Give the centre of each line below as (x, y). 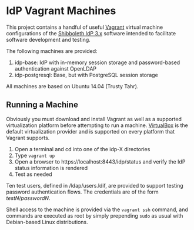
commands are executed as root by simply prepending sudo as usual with (95, 215)
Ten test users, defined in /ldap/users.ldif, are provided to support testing (95, 185)
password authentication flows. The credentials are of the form (82, 192)
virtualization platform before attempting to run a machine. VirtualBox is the (97, 125)
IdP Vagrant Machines (61, 11)
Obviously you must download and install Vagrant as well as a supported (94, 119)
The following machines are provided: (52, 51)
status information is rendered (51, 168)
